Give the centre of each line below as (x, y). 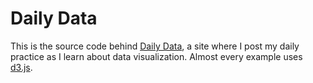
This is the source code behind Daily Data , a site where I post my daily (155, 46)
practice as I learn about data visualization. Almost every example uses (156, 56)
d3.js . (21, 67)
